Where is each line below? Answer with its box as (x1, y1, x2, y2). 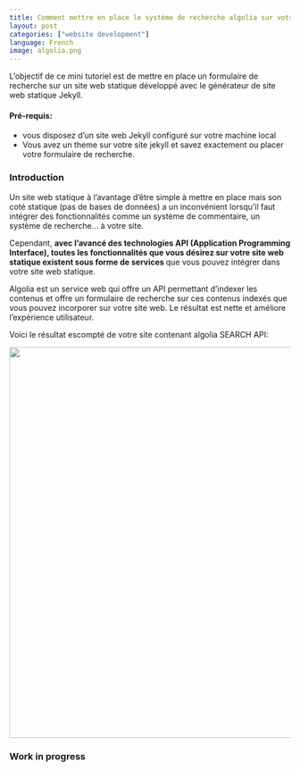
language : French (9, 38, 74, 47)
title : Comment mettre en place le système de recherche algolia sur (9, 13, 274, 22)
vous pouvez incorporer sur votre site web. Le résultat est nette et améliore (9, 302, 287, 313)
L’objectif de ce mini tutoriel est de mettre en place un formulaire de (9, 71, 259, 81)
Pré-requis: (9, 110, 53, 121)
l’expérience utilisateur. (9, 312, 95, 323)
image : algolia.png (9, 46, 82, 55)
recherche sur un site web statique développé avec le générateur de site (9, 80, 276, 91)
